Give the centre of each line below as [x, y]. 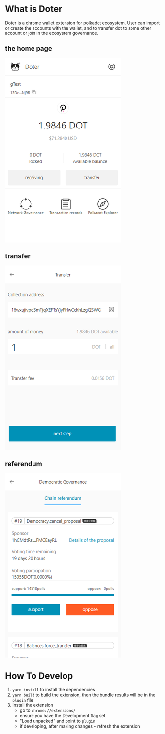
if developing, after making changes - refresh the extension [80, 726]
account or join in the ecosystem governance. [52, 33]
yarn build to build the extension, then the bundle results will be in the [84, 695]
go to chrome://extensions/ [48, 710]
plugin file [23, 700]
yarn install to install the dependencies [53, 690]
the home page [29, 48]
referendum [24, 464]
